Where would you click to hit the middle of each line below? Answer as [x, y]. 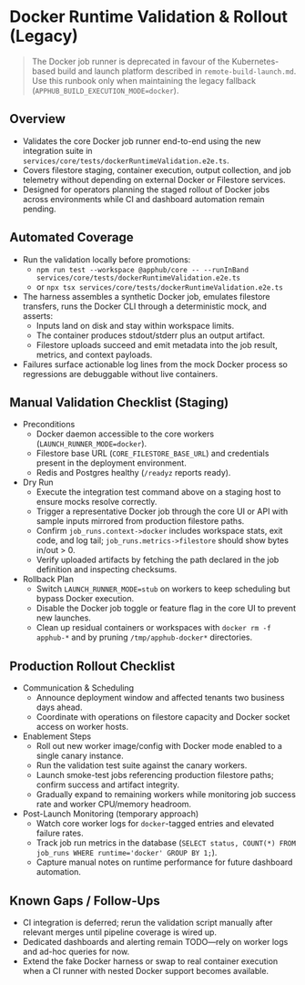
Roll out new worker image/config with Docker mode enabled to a [159, 746]
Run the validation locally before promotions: [107, 259]
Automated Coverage [71, 237]
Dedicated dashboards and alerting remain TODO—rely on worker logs [155, 942]
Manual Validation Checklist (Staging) [119, 402]
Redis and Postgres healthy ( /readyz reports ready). [133, 473]
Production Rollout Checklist [92, 666]
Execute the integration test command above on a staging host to [158, 492]
